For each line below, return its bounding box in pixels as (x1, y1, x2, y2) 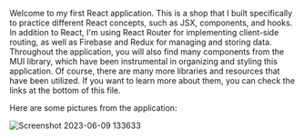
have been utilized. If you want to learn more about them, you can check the (9, 75, 296, 85)
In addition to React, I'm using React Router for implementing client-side (9, 27, 279, 37)
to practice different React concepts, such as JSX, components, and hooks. (9, 17, 293, 28)
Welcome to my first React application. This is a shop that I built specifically (9, 8, 293, 18)
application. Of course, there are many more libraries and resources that (9, 65, 280, 76)
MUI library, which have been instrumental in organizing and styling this (9, 56, 278, 66)
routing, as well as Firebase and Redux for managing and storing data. (9, 36, 272, 47)
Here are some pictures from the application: (9, 103, 177, 113)
